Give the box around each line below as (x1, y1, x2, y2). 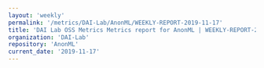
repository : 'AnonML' (8, 41, 79, 48)
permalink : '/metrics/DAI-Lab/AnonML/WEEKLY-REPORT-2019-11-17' (8, 19, 223, 27)
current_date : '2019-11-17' (8, 48, 101, 55)
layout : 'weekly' (8, 11, 65, 20)
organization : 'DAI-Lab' (8, 33, 90, 41)
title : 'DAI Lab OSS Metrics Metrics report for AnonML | (8, 26, 202, 34)
